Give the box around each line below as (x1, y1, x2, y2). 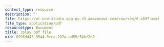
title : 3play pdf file (5, 30, 51, 35)
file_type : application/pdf (5, 21, 62, 26)
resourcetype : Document (5, 25, 54, 30)
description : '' (5, 12, 38, 17)
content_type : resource (5, 7, 54, 12)
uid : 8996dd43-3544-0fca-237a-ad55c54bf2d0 (5, 35, 95, 40)
